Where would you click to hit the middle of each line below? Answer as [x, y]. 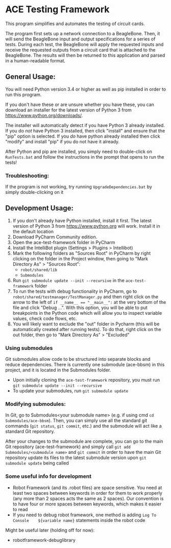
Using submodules [29, 348]
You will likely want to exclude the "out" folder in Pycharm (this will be [86, 324]
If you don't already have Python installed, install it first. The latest [82, 221]
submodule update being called [37, 463]
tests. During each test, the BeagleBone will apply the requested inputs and [84, 44]
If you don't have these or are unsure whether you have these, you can [80, 104]
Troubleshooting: [27, 176]
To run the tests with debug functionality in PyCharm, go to [75, 291]
